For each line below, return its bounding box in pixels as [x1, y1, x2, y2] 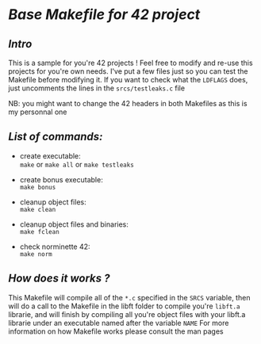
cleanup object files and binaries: [19, 220, 129, 229]
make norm [19, 250, 53, 258]
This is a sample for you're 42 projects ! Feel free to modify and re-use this [8, 58, 253, 67]
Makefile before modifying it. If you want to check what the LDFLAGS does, [8, 75, 248, 84]
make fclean [19, 227, 59, 235]
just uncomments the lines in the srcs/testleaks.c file [8, 83, 185, 93]
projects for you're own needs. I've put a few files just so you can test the [8, 67, 248, 76]
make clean [19, 205, 56, 213]
